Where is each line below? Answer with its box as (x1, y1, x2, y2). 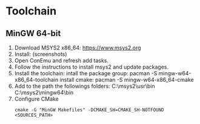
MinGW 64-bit (5, 28, 61, 39)
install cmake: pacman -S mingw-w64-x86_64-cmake (59, 76, 195, 83)
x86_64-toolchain (14, 76, 59, 83)
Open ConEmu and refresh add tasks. (14, 57, 109, 64)
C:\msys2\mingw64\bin (14, 89, 74, 96)
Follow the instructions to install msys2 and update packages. (14, 63, 169, 70)
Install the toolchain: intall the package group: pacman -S (14, 70, 158, 76)
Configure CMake (14, 95, 59, 102)
